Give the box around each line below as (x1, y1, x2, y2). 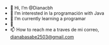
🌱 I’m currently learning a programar (10, 16, 86, 21)
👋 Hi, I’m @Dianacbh (10, 5, 53, 11)
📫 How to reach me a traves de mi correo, (10, 27, 99, 32)
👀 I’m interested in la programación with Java (10, 10, 104, 16)
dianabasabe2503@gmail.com (10, 34, 75, 40)
